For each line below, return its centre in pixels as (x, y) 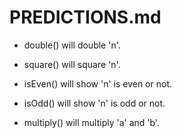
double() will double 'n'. (72, 45)
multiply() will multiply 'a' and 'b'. (91, 122)
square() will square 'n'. (72, 64)
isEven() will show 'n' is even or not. (97, 83)
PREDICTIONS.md (85, 17)
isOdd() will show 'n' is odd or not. (94, 103)
